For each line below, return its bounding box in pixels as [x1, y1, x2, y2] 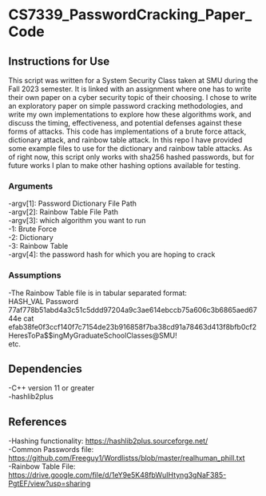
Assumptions [8, 270, 62, 281]
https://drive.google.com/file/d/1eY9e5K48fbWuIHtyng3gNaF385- [8, 470, 227, 480]
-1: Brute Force [8, 224, 58, 234]
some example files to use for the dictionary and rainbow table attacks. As [8, 144, 253, 153]
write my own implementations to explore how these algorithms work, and [8, 110, 252, 119]
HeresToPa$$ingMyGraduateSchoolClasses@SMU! [8, 330, 177, 340]
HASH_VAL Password [8, 296, 78, 306]
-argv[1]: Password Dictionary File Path [8, 198, 137, 209]
